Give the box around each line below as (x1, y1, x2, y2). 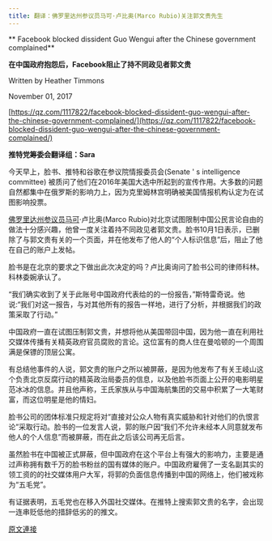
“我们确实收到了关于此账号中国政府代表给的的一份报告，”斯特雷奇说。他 (8, 289, 245, 299)
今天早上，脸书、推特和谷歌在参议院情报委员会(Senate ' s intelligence (8, 167, 241, 177)
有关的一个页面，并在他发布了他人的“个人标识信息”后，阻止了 (50, 234, 257, 244)
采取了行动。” (15, 309, 58, 319)
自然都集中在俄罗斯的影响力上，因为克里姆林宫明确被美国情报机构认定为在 (8, 187, 257, 197)
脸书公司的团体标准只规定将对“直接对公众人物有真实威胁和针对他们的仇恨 (8, 411, 253, 421)
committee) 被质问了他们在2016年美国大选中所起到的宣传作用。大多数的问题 (8, 177, 263, 186)
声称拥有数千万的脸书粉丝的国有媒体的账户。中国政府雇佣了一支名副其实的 (15, 459, 264, 469)
